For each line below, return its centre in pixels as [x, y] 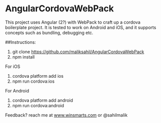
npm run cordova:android [38, 105]
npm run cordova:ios [33, 81]
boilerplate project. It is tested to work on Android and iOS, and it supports [81, 27]
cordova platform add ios [38, 76]
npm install [23, 57]
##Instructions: [20, 42]
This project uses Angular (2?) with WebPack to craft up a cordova [73, 22]
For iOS [13, 66]
